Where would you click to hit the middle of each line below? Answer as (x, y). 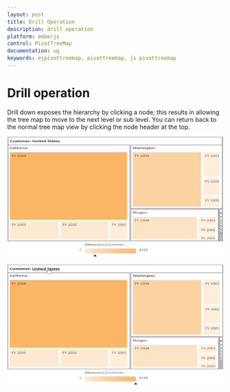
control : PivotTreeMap (39, 44)
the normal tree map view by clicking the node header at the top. (99, 127)
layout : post (26, 14)
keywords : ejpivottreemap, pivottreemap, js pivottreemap (92, 59)
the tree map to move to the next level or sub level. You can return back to (112, 119)
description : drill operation (50, 29)
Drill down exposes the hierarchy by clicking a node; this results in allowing (113, 112)
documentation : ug (33, 51)
